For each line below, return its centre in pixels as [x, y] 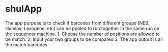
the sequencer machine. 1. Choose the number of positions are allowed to [83, 34]
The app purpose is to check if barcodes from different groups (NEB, [78, 23]
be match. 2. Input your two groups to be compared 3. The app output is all [84, 39]
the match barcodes [26, 44]
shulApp [24, 9]
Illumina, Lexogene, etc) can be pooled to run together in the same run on [82, 28]
